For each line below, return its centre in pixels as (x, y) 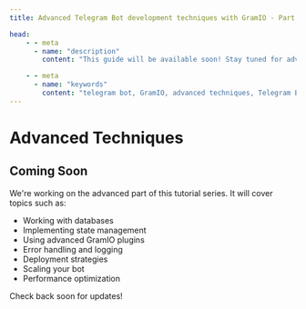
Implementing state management (85, 230)
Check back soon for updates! (66, 295)
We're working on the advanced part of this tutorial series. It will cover (141, 193)
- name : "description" (76, 51)
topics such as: (38, 203)
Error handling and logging (72, 249)
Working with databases (68, 220)
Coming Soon (49, 171)
